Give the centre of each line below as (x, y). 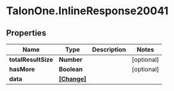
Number (71, 59)
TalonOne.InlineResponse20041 (87, 11)
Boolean (71, 69)
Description (109, 50)
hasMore (22, 69)
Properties (26, 33)
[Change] (72, 79)
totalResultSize (31, 59)
